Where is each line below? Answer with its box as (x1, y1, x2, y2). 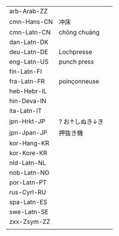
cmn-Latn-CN (9, 28, 51, 36)
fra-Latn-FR (9, 77, 45, 85)
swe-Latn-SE (9, 208, 49, 216)
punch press (58, 57, 94, 66)
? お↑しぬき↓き (58, 118, 104, 126)
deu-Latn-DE (9, 48, 49, 56)
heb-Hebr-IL (9, 87, 47, 95)
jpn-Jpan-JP (9, 129, 47, 136)
